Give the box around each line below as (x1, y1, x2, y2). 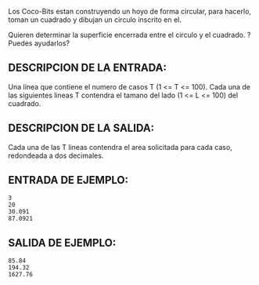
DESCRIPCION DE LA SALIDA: (8, 122, 155, 135)
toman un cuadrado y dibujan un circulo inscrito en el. (8, 15, 182, 24)
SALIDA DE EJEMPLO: (8, 236, 117, 250)
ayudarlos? (34, 38, 70, 48)
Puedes (8, 38, 33, 48)
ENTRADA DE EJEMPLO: (8, 174, 129, 187)
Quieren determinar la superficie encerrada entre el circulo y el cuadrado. (8, 31, 246, 39)
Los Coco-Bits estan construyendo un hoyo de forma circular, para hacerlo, (8, 7, 252, 16)
